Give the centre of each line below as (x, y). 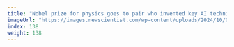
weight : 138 (24, 33)
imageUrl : (22, 20)
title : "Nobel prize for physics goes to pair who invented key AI (107, 13)
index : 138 (23, 26)
